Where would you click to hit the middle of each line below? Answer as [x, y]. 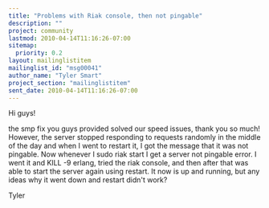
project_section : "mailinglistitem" [69, 83]
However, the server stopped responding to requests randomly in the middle [134, 137]
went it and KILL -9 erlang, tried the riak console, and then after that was [128, 163]
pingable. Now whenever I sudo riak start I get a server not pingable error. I [132, 154]
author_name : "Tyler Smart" [55, 75]
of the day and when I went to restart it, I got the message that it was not [128, 146]
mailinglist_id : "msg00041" [55, 68]
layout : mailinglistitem [50, 61]
